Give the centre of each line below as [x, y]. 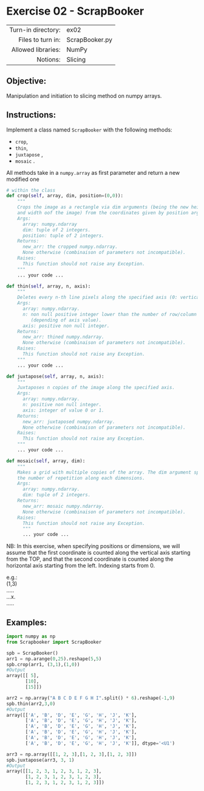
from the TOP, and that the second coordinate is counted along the [90, 559]
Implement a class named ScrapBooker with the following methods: [89, 130]
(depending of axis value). [66, 320]
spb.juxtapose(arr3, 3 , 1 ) [40, 760]
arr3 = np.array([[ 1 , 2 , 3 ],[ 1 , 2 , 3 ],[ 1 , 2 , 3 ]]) [72, 754]
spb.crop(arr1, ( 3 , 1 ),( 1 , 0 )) [43, 664]
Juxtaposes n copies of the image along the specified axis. [96, 388]
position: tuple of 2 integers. [63, 236]
